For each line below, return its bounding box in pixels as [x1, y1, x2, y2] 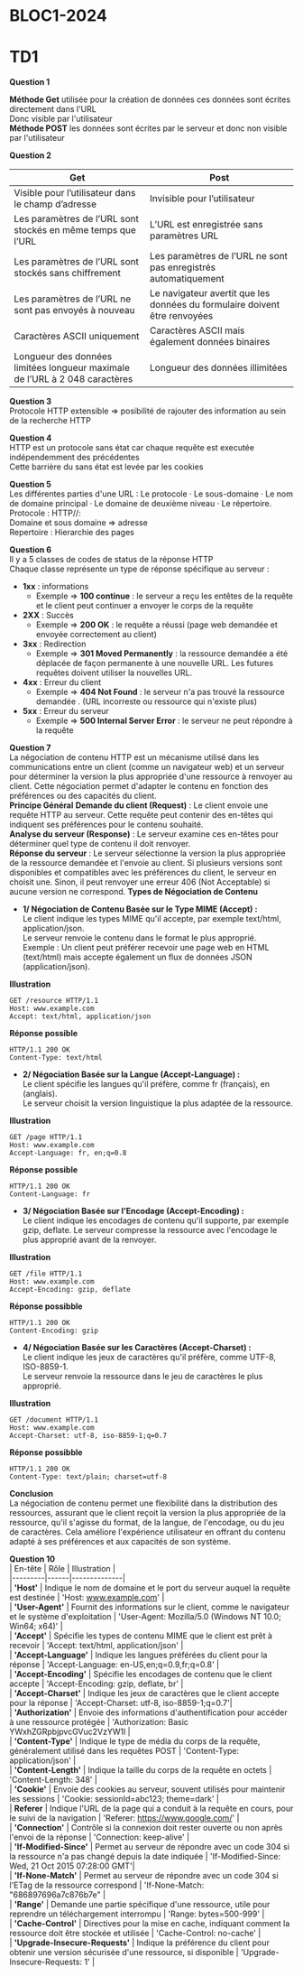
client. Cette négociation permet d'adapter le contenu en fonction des [9, 781, 269, 792]
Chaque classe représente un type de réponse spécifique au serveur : [9, 563, 270, 574]
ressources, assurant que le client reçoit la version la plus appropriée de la [9, 1508, 287, 1518]
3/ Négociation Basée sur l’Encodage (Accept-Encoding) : [22, 1206, 245, 1217]
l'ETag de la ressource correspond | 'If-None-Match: [9, 1879, 205, 1891]
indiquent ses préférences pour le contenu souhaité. [9, 819, 204, 830]
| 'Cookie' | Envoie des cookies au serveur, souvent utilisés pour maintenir [9, 1784, 286, 1795]
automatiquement [150, 273, 225, 285]
